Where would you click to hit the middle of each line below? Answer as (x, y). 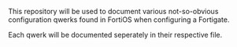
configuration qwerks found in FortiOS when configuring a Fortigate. (119, 20)
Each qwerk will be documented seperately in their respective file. (115, 35)
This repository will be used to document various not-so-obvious (113, 11)
